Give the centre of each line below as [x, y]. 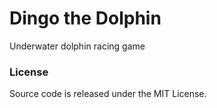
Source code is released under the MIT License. [108, 94]
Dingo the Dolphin [85, 18]
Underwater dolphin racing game [77, 46]
